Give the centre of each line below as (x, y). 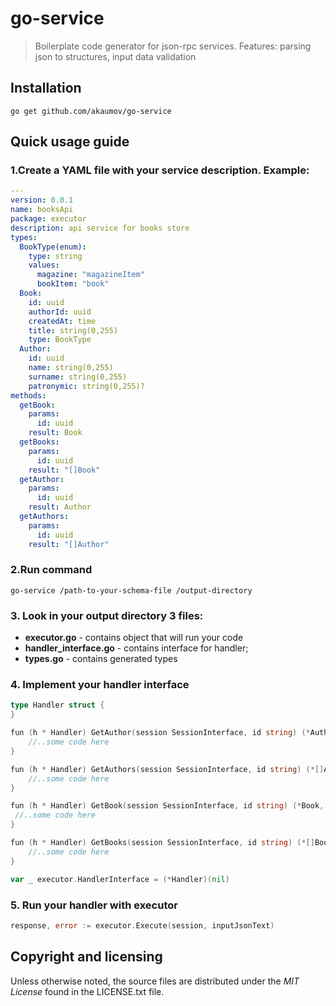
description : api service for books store (100, 228)
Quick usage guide (70, 142)
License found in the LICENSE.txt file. (87, 991)
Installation (46, 88)
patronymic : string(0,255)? (86, 386)
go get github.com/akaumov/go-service (91, 111)
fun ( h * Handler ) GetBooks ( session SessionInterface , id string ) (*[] (162, 843)
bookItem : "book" (73, 284)
